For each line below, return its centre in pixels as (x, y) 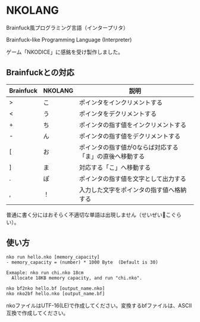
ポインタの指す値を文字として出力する (133, 179)
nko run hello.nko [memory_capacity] (53, 257)
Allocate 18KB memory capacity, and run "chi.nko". (77, 278)
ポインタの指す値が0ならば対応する (129, 147)
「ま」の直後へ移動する (112, 156)
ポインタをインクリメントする (121, 102)
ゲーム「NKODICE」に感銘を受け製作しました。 (65, 52)
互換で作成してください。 (37, 313)
